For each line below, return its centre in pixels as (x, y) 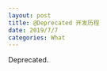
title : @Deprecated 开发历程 (54, 23)
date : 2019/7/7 (33, 30)
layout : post (30, 15)
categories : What (37, 37)
